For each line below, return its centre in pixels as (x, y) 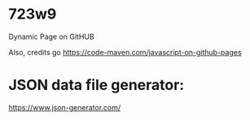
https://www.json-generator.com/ (65, 107)
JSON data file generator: (96, 85)
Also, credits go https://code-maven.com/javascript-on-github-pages (125, 52)
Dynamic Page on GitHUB (52, 36)
